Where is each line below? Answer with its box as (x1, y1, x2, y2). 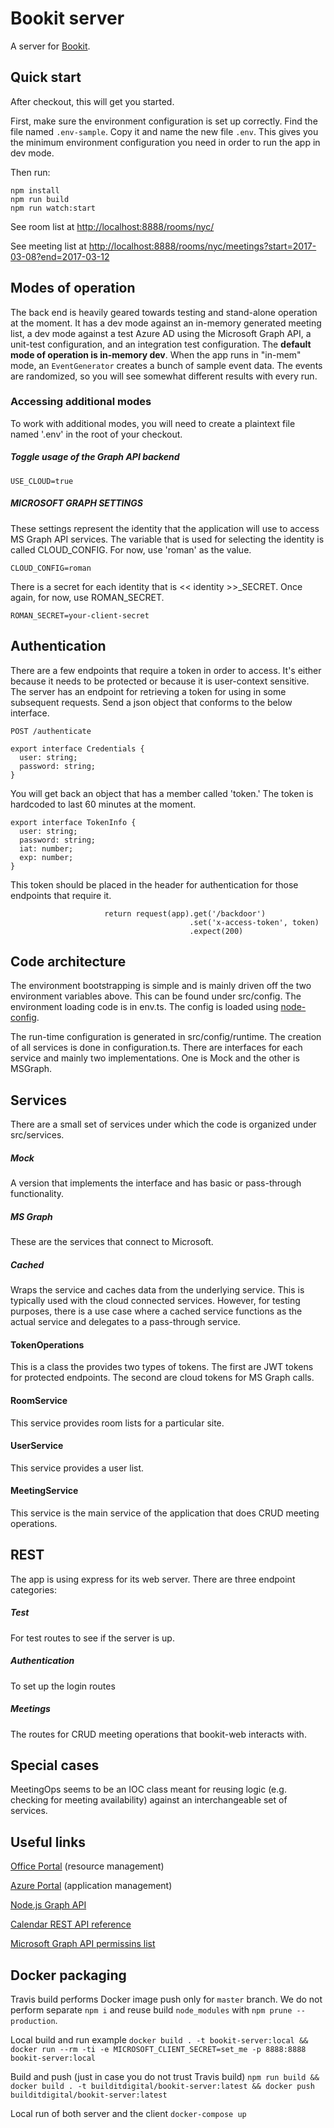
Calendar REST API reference (10, 1918, 132, 1931)
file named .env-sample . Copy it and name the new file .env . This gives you (10, 125, 319, 137)
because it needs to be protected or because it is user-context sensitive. (10, 675, 310, 687)
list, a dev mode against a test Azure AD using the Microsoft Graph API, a (10, 327, 312, 339)
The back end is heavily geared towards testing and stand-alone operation (10, 306, 318, 318)
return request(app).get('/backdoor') (104, 908, 267, 919)
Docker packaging (10, 1967, 127, 1984)
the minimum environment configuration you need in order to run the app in (10, 136, 321, 148)
